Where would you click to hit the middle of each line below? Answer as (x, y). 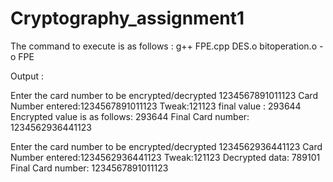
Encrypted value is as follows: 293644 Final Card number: (130, 116)
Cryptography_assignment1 (127, 18)
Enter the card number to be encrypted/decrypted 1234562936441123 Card (166, 146)
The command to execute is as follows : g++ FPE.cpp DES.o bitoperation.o (164, 46)
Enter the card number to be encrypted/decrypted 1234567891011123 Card (164, 95)
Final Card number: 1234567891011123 (89, 168)
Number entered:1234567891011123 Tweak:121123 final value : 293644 (156, 106)
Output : (27, 76)
